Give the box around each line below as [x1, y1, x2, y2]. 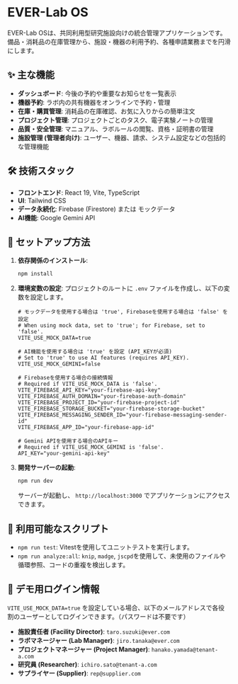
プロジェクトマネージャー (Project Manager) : [17, 645, 150, 654]
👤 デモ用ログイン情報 [7, 583, 100, 595]
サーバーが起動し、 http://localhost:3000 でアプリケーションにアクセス [17, 491, 230, 500]
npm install [17, 270, 53, 278]
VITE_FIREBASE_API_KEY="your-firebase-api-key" [17, 387, 161, 394]
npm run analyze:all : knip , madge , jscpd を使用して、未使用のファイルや [17, 552, 226, 560]
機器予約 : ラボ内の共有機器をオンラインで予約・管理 [17, 98, 171, 106]
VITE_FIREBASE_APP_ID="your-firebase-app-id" [17, 424, 154, 431]
